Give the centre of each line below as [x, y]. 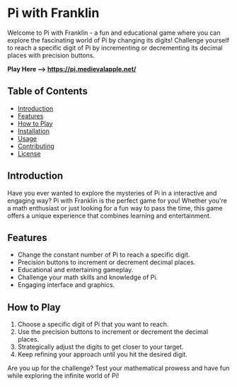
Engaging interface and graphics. [66, 285]
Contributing [36, 146]
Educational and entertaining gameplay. [75, 270]
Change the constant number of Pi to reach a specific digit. [104, 255]
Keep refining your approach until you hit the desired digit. [102, 354]
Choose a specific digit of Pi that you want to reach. [93, 325]
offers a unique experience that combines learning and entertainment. [109, 215]
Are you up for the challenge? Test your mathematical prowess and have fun [118, 368]
